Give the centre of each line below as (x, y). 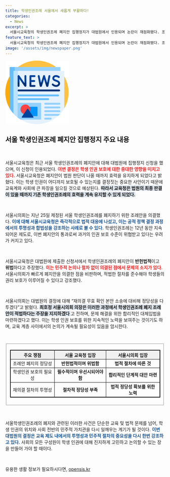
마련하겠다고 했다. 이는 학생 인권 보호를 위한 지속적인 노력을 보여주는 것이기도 (81, 320)
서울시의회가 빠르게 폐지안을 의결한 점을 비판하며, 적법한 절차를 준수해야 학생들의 (85, 274)
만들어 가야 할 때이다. (31, 448)
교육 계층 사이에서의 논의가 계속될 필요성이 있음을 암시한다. (70, 326)
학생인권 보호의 (28, 372)
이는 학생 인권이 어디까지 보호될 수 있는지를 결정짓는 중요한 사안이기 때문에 (90, 182)
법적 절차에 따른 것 (133, 364)
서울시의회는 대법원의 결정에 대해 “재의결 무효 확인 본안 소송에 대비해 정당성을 (82, 301)
